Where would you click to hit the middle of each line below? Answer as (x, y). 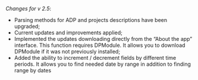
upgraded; (27, 26)
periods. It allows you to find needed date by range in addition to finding (103, 64)
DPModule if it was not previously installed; (67, 52)
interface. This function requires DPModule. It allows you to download (100, 45)
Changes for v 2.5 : (29, 9)
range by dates (33, 70)
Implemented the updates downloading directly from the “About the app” (103, 39)
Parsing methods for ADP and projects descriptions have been (91, 20)
